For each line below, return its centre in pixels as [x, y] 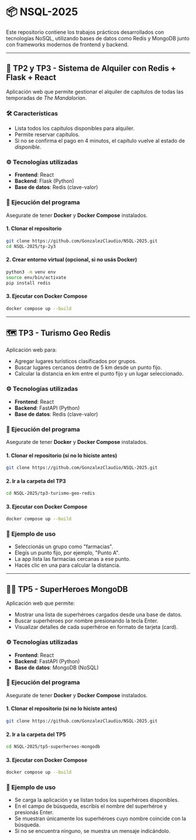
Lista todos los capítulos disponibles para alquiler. [74, 128]
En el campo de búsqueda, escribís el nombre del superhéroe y [91, 806]
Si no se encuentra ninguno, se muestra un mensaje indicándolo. [92, 831]
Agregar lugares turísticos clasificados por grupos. [76, 362]
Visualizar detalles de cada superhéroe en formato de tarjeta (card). [96, 627]
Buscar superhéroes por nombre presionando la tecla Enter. [86, 621]
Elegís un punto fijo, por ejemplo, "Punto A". [67, 553]
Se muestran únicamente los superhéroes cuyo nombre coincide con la [100, 819]
